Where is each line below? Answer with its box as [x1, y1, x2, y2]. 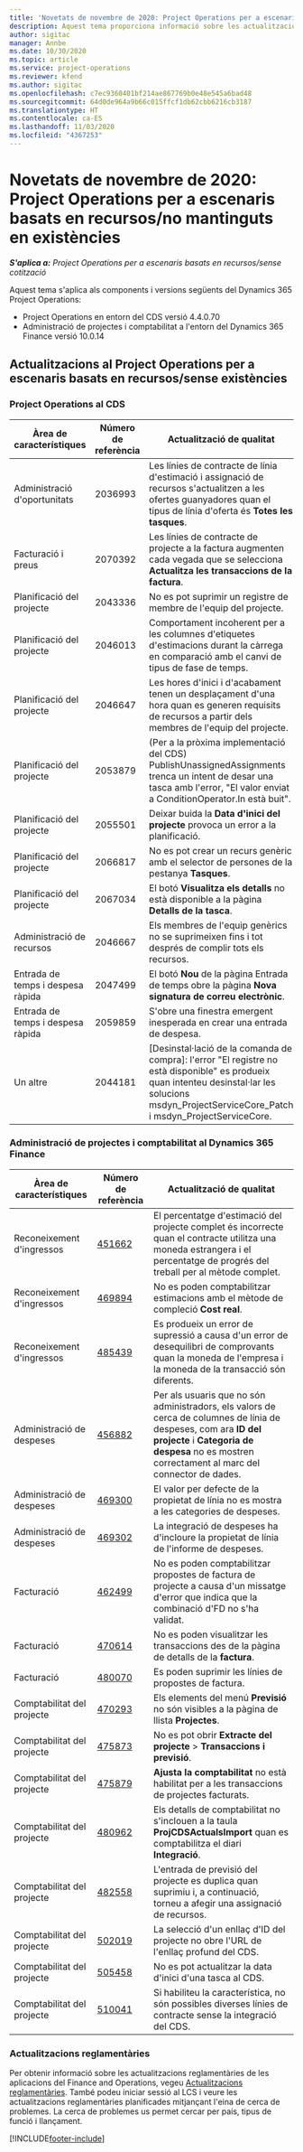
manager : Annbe [9, 38, 67, 48]
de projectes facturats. [152, 1788, 250, 1801]
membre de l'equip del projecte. [148, 602, 284, 614]
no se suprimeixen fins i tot [148, 930, 263, 942]
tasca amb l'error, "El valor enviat [148, 781, 290, 793]
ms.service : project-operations [9, 64, 131, 73]
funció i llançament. [9, 2116, 83, 2127]
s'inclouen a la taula [152, 1814, 238, 1827]
